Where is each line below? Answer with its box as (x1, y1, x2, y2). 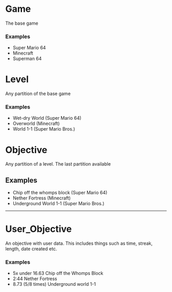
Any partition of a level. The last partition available (5, 161, 111, 167)
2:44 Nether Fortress (12, 276, 57, 282)
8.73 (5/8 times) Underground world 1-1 (12, 281, 96, 287)
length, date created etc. (5, 246, 57, 252)
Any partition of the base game (5, 90, 71, 97)
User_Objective (5, 223, 72, 235)
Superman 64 (12, 56, 42, 62)
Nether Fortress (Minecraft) (12, 195, 71, 201)
